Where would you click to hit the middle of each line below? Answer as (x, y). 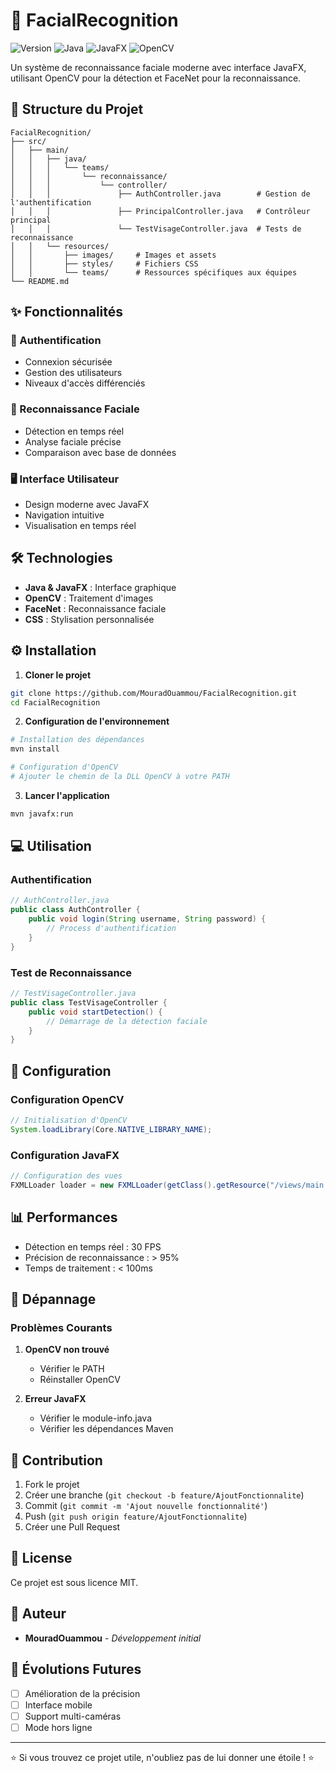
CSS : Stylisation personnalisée (89, 619)
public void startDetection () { (95, 1012)
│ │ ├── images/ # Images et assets (113, 255)
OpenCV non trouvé (67, 1350)
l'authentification (51, 202)
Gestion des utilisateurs (73, 373)
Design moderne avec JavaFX (87, 505)
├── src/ (28, 141)
